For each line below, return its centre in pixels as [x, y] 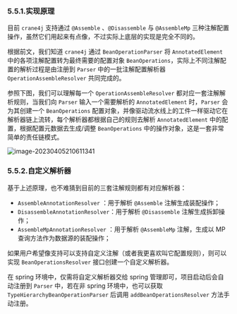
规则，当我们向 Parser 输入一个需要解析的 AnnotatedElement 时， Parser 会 [121, 102]
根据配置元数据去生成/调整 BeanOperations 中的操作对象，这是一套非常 [122, 128]
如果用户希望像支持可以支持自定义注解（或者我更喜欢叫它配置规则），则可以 [117, 253]
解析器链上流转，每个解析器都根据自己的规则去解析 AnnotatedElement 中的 [115, 120]
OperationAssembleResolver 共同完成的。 [66, 78]
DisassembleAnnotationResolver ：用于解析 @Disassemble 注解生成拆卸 [118, 211]
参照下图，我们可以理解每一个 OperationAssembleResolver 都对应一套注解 [114, 93]
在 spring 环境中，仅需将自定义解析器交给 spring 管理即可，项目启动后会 [113, 277]
